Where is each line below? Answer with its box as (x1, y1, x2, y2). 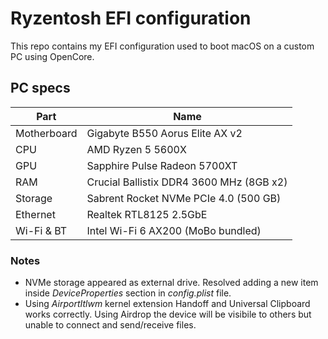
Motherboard (15, 126, 78, 140)
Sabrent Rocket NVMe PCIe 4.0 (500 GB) (86, 191, 282, 205)
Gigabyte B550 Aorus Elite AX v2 (86, 126, 243, 140)
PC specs (10, 80, 71, 97)
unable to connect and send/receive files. (24, 319, 197, 331)
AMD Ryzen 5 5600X (86, 142, 187, 156)
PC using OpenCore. (10, 50, 95, 62)
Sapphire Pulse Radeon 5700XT (86, 158, 238, 172)
